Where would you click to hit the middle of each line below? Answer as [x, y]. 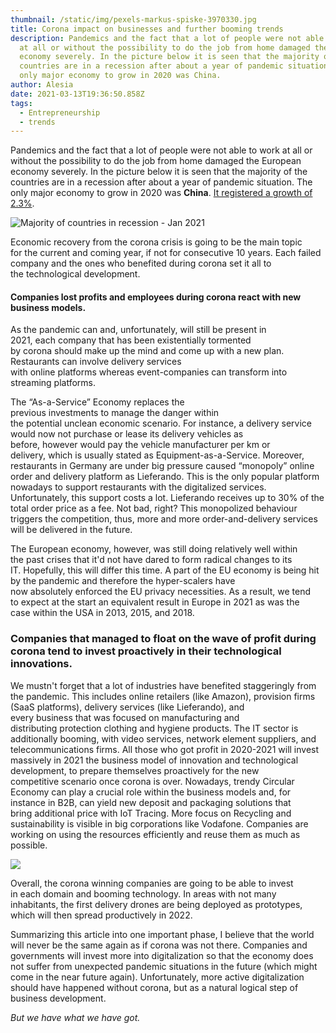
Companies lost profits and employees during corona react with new [156, 297]
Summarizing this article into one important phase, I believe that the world [162, 934]
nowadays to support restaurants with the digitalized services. [138, 487]
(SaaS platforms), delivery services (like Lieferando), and [127, 707]
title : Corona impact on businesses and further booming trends [147, 29]
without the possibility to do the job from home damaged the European [156, 161]
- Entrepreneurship [60, 112]
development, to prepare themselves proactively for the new [135, 770]
